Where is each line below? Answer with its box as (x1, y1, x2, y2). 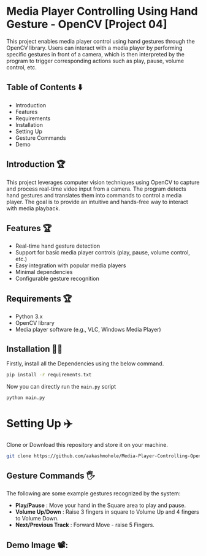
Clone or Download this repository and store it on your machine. (6, 441, 169, 448)
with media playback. (6, 204, 60, 212)
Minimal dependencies (15, 268, 73, 276)
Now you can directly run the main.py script (6, 383, 116, 390)
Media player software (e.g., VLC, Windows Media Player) (15, 326, 161, 333)
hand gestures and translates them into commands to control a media (6, 191, 182, 199)
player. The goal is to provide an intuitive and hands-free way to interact (6, 198, 188, 205)
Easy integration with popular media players (15, 262, 126, 269)
